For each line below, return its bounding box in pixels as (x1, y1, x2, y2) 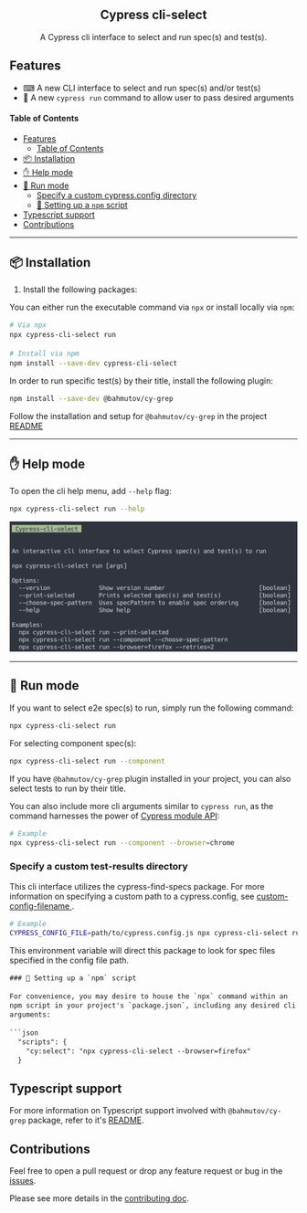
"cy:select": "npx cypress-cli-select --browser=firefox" (26, 1047, 251, 1056)
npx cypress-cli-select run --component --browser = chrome (9, 839, 235, 848)
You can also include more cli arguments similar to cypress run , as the (9, 800, 274, 811)
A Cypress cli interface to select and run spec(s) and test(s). (39, 31, 268, 42)
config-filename (9, 900, 70, 912)
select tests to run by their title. (9, 783, 126, 794)
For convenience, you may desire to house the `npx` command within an (9, 992, 288, 1001)
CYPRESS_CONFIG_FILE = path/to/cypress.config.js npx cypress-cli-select (9, 929, 288, 938)
